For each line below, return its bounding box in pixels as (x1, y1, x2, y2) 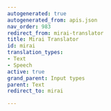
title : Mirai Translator (7, 36, 79, 43)
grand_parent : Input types (7, 74, 85, 82)
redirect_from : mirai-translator (7, 29, 104, 37)
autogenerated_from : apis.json (7, 17, 98, 24)
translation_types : (7, 49, 64, 56)
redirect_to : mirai (7, 87, 64, 94)
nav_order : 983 (7, 23, 51, 30)
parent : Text (7, 81, 45, 88)
